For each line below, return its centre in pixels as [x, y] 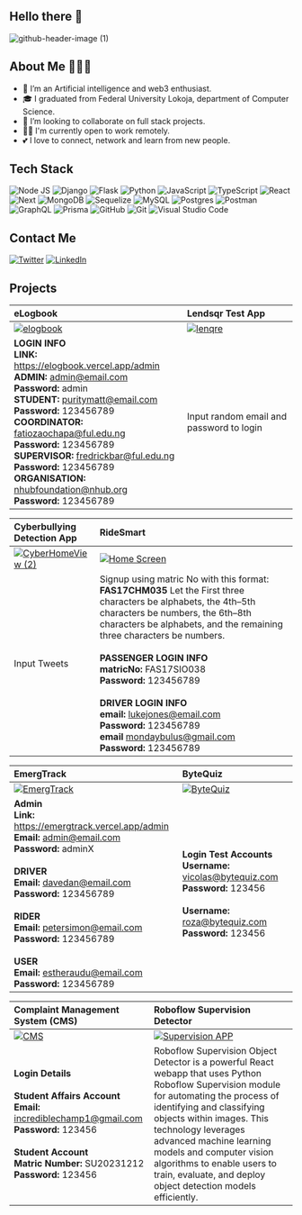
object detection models [205, 1186]
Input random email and [237, 417]
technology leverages [200, 1129]
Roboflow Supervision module [218, 1084]
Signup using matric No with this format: [184, 579]
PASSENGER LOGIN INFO [154, 658]
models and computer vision [214, 1152]
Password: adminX [54, 849]
